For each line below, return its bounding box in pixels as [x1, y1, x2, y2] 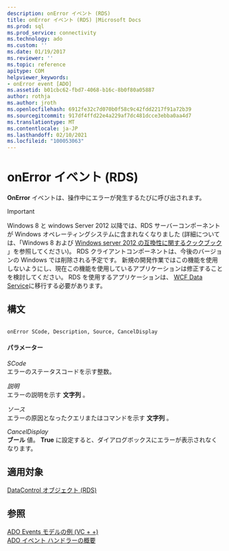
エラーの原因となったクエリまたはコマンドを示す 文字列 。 [7, 414, 173, 423]
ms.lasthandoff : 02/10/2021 [7, 131, 88, 138]
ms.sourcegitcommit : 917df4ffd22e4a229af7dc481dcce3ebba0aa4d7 [7, 112, 192, 119]
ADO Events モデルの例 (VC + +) [7, 527, 99, 536]
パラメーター [7, 344, 43, 352]
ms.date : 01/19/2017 [7, 49, 67, 56]
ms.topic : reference [7, 61, 67, 68]
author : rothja [7, 93, 51, 100]
